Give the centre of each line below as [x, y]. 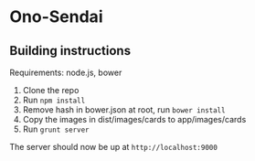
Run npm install [54, 100]
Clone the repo [51, 90]
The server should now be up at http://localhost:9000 [113, 147]
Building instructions [70, 51]
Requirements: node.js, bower [66, 72]
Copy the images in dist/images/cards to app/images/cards [134, 119]
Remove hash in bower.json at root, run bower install [124, 110]
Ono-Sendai [56, 17]
